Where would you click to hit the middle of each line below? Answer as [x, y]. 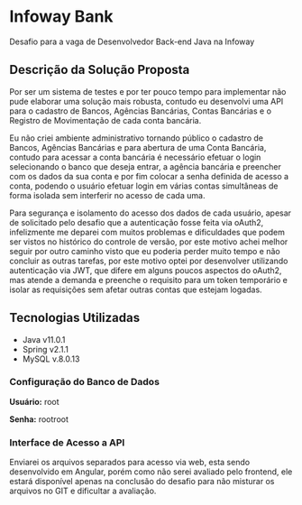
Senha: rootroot [39, 419]
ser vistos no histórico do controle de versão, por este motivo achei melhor [149, 242]
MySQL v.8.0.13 [51, 359]
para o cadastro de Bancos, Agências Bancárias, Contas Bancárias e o [141, 111]
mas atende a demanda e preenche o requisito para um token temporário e [149, 280]
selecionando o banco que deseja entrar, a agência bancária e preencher [145, 166]
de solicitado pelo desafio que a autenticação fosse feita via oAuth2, [137, 222]
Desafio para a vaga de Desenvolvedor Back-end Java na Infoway [132, 41]
